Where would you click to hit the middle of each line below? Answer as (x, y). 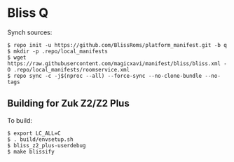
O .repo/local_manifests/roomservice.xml (69, 69)
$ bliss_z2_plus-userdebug (47, 145)
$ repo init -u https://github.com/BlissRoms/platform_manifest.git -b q (117, 45)
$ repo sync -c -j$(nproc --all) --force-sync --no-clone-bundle (104, 76)
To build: (20, 120)
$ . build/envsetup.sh (40, 139)
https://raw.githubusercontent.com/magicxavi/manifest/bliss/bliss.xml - (117, 63)
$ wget (17, 58)
